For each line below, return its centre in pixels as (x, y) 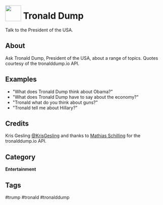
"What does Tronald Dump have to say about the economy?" (75, 97)
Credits (17, 123)
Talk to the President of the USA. (39, 30)
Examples (21, 79)
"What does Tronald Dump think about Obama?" (63, 92)
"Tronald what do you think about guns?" (55, 102)
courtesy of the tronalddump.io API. (42, 63)
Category (20, 157)
